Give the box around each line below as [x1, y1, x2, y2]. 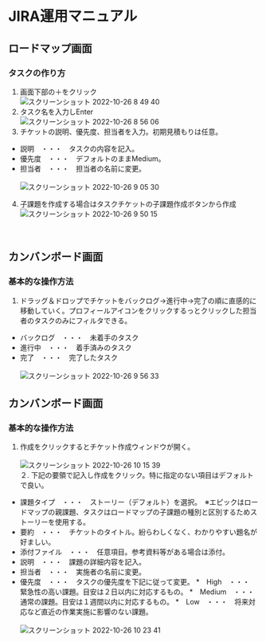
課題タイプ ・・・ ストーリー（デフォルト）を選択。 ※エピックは [19, 498, 244, 507]
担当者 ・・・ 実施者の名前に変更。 [19, 567, 146, 577]
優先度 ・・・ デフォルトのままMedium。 [19, 153, 166, 163]
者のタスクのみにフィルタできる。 [19, 316, 132, 325]
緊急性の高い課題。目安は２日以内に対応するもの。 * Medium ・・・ [19, 587, 255, 597]
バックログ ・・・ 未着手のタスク [19, 333, 139, 342]
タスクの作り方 [8, 67, 66, 78]
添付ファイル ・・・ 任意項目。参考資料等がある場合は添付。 [19, 547, 229, 557]
